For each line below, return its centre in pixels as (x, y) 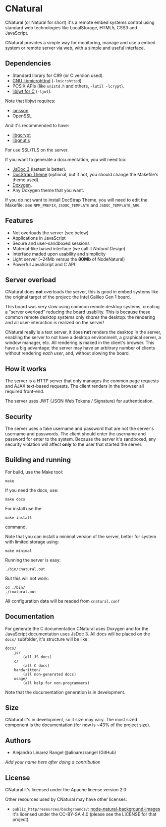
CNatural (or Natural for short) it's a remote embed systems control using (80, 22)
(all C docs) (36, 666)
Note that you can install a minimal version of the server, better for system (81, 536)
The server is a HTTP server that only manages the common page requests (82, 381)
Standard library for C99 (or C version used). (58, 75)
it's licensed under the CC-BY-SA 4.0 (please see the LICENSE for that (84, 814)
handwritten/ (28, 670)
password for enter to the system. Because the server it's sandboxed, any (81, 439)
